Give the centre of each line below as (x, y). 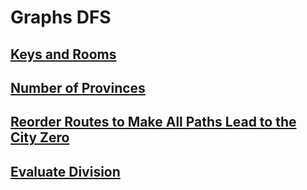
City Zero (40, 137)
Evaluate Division (65, 171)
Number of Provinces (78, 87)
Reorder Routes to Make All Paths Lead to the (153, 122)
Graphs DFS (61, 17)
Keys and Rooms (63, 54)
